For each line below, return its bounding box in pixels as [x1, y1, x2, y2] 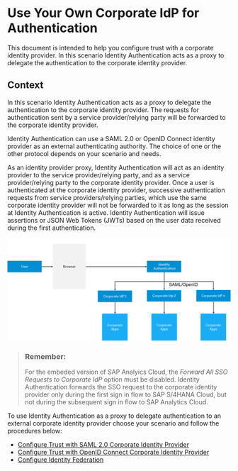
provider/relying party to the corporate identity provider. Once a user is [7, 178, 215, 187]
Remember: [24, 351, 66, 361]
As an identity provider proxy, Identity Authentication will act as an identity [7, 163, 225, 172]
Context [7, 79, 44, 92]
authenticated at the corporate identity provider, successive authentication [7, 186, 225, 194]
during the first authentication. [7, 223, 96, 232]
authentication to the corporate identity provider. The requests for [7, 105, 200, 114]
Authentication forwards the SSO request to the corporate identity [24, 383, 217, 392]
